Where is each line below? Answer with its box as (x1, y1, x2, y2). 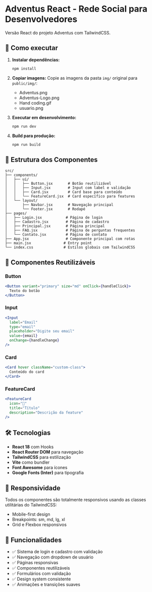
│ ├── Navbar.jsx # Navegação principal (5, 203, 114, 208)
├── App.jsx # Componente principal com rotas (5, 237, 136, 242)
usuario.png (19, 105, 44, 111)
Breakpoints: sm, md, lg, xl (12, 517, 65, 522)
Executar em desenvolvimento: (12, 114, 76, 120)
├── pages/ (5, 211, 27, 216)
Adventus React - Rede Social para (5, 3, 148, 15)
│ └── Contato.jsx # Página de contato (5, 232, 107, 237)
